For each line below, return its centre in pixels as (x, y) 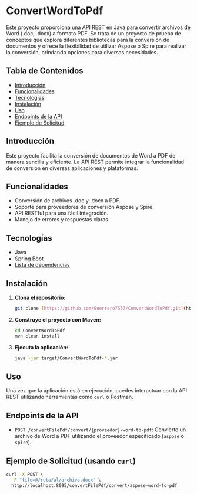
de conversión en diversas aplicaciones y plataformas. (72, 168)
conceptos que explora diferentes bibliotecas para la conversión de (88, 40)
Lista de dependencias (42, 265)
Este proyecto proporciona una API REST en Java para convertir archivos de (98, 27)
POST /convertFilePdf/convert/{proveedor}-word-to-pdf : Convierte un (100, 430)
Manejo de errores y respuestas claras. (62, 220)
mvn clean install (37, 336)
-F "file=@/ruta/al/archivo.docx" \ (56, 480)
